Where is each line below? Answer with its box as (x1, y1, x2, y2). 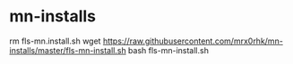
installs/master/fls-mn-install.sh (9, 44, 127, 55)
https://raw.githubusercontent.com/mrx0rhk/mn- (102, 36, 284, 46)
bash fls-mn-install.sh (128, 44, 209, 55)
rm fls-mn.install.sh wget (9, 36, 101, 46)
